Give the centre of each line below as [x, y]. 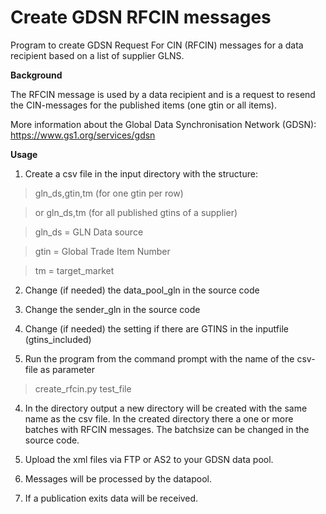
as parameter [67, 369]
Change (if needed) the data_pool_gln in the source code [142, 290]
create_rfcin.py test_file [83, 388]
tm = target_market [74, 270]
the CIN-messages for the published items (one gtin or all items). [143, 105]
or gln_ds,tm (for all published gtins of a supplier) [136, 212]
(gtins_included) [58, 339]
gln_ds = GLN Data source [89, 232]
